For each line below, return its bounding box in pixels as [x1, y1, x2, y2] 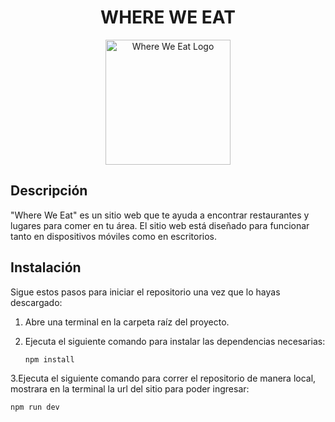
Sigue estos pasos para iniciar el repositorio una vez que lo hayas [10, 286, 281, 298]
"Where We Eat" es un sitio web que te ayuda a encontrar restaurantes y [10, 209, 310, 221]
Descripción [10, 182, 88, 200]
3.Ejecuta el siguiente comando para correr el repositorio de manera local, [10, 372, 317, 385]
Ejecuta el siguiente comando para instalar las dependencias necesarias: [24, 335, 326, 347]
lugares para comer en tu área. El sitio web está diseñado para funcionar [10, 219, 310, 231]
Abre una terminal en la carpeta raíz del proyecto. [24, 316, 230, 328]
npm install [24, 354, 75, 365]
